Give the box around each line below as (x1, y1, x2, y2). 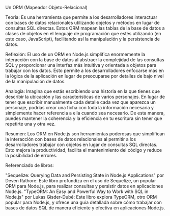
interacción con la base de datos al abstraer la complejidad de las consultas (5, 57, 164, 63)
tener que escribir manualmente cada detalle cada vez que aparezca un (5, 99, 156, 105)
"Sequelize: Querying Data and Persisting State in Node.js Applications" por (5, 172, 164, 178)
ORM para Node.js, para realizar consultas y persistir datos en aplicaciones (5, 183, 163, 189)
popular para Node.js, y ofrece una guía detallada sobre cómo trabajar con (5, 199, 162, 205)
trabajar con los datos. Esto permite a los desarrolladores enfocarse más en (5, 67, 164, 74)
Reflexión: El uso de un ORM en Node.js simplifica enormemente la (5, 51, 146, 57)
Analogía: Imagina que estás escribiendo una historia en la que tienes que (5, 88, 160, 94)
